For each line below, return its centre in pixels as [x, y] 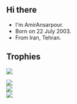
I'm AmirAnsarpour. [39, 24]
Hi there [22, 10]
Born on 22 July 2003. [43, 31]
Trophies [24, 57]
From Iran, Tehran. [38, 37]
